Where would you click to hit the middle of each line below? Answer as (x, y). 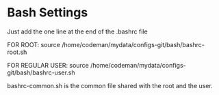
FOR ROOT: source (34, 44)
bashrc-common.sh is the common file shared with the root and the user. (110, 85)
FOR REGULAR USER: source (48, 65)
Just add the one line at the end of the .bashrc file (78, 31)
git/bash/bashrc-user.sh (41, 72)
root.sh (17, 52)
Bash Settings (48, 13)
